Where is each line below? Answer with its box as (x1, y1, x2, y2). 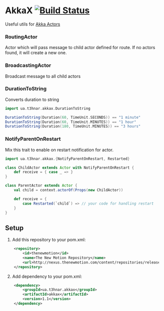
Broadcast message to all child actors (5, 73, 81, 79)
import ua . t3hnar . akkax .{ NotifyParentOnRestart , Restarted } (5, 156, 130, 161)
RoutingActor (5, 33, 38, 40)
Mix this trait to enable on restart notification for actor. (5, 147, 114, 153)
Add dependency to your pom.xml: (12, 273, 82, 279)
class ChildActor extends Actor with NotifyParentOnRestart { (5, 165, 134, 170)
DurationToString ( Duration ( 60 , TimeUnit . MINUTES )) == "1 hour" (5, 119, 137, 125)
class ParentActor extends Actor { (5, 183, 78, 188)
